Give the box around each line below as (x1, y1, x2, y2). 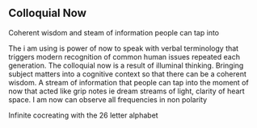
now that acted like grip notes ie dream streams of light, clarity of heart (8, 86, 245, 96)
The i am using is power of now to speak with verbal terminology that (8, 43, 239, 53)
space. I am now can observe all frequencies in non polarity (8, 94, 208, 104)
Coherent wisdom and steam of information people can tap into (8, 27, 220, 37)
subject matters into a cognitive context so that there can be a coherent (8, 68, 246, 79)
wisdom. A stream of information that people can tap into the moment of (8, 77, 249, 87)
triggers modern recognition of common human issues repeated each (8, 52, 241, 61)
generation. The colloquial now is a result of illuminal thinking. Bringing (8, 60, 244, 70)
